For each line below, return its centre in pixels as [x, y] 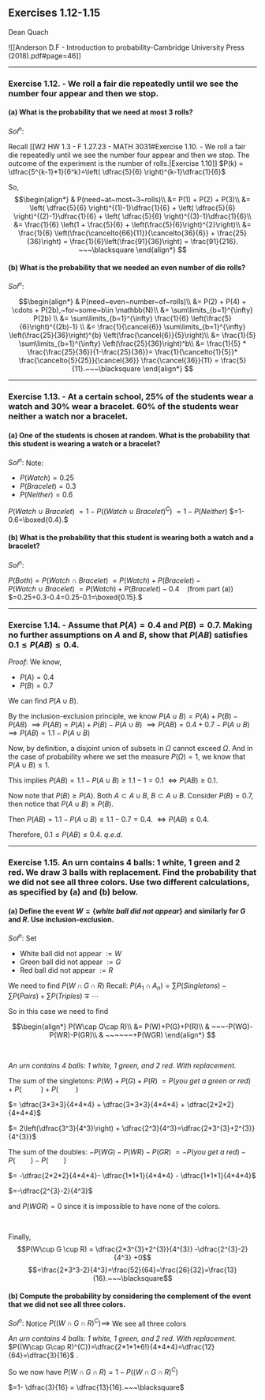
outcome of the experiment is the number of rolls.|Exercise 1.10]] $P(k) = [126, 163]
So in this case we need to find [58, 1011]
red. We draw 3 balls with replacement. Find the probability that [132, 872]
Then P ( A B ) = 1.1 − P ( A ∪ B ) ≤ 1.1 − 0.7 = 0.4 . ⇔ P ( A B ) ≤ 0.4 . [108, 820]
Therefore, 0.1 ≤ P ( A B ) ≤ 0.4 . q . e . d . [65, 835]
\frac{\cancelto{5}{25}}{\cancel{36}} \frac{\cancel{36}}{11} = [119, 360]
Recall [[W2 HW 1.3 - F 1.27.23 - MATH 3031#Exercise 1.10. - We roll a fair [127, 146]
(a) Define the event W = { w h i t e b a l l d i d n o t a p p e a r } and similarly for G [127, 910]
